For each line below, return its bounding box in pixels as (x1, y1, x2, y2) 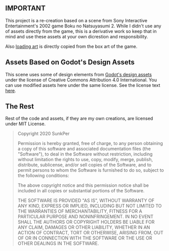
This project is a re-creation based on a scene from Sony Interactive (5, 17, 148, 23)
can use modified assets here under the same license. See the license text (5, 82, 160, 88)
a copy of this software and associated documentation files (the (17, 146, 151, 152)
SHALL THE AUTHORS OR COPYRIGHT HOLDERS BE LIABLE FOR (17, 219, 155, 225)
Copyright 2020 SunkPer (17, 131, 70, 137)
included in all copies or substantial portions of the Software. (17, 188, 145, 194)
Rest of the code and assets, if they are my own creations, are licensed (5, 116, 153, 122)
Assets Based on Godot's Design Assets (5, 58, 135, 67)
